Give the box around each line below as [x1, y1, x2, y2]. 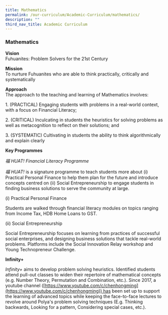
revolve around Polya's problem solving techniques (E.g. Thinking [5, 299, 143, 305]
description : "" [5, 17, 40, 22]
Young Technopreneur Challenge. [5, 246, 76, 252]
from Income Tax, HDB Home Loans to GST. [5, 210, 98, 217]
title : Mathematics [5, 7, 47, 13]
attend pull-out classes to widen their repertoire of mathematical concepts [5, 271, 161, 278]
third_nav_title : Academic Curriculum [5, 21, 88, 27]
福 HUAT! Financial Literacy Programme [5, 157, 89, 164]
